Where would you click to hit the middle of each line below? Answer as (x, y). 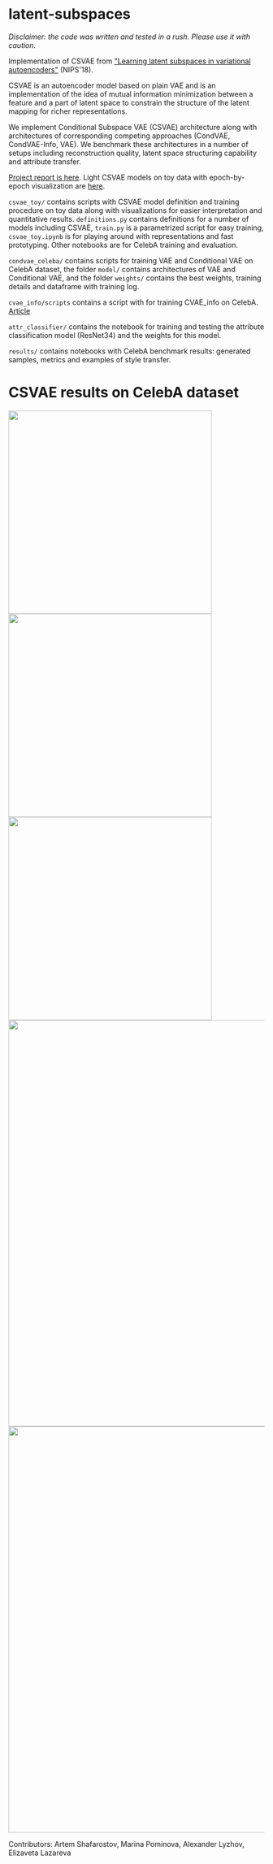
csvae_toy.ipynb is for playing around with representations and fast (121, 236)
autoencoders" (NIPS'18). (51, 69)
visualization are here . (68, 186)
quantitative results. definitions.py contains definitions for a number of (129, 219)
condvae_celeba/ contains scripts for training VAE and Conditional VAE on (131, 260)
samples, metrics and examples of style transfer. (90, 359)
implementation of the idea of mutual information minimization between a (131, 93)
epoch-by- (227, 177)
